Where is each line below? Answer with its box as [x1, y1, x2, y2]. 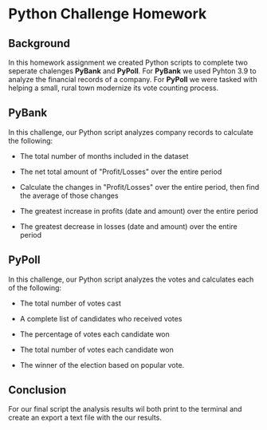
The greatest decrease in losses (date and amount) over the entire [19, 221, 238, 231]
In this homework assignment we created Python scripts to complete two [8, 57, 249, 67]
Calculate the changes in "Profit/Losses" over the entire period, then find [19, 182, 260, 191]
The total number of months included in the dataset [19, 151, 189, 160]
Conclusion [8, 384, 67, 397]
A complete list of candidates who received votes [19, 314, 183, 323]
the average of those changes [19, 191, 119, 200]
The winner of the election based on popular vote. [19, 360, 185, 369]
